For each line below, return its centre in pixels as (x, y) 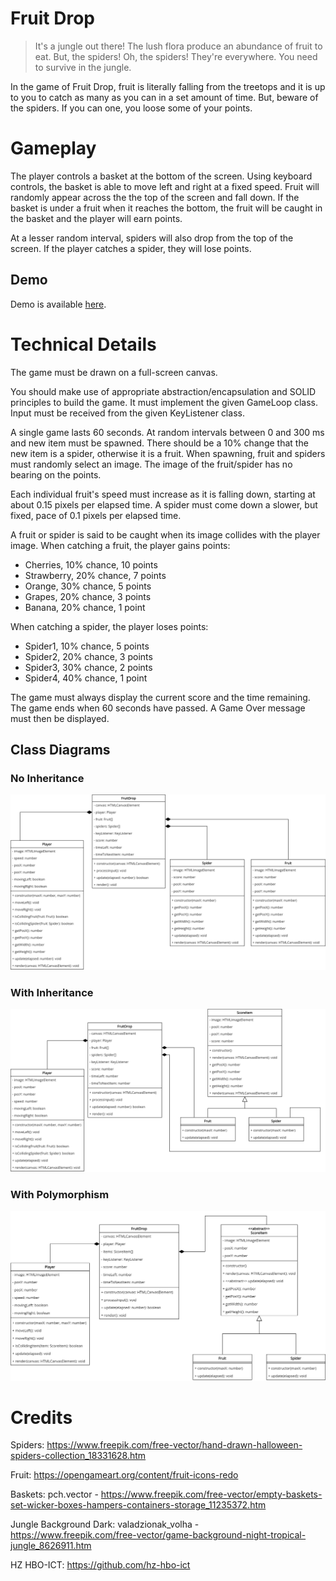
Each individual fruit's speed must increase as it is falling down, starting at (163, 494)
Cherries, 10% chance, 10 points (91, 564)
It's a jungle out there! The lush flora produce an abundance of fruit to (178, 46)
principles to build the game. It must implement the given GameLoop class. (164, 402)
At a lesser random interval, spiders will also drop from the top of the (152, 238)
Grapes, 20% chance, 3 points (88, 596)
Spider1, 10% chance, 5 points (87, 646)
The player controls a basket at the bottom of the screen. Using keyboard (161, 176)
